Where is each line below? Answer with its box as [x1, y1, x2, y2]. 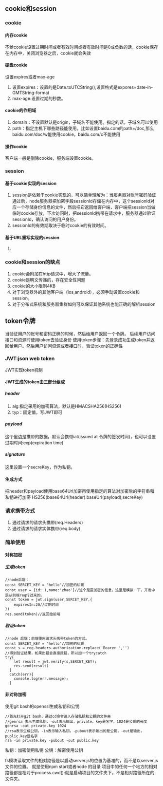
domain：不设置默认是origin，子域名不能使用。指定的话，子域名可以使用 [12, 119, 158, 125]
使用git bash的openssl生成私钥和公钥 [5, 703, 80, 709]
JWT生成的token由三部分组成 [5, 379, 65, 385]
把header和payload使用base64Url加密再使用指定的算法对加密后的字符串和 [5, 488, 155, 494]
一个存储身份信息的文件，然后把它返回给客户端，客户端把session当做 [16, 204, 156, 210]
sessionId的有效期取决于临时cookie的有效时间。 [12, 223, 109, 228]
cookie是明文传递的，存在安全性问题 [12, 277, 86, 282]
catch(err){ [9, 672, 34, 677]
